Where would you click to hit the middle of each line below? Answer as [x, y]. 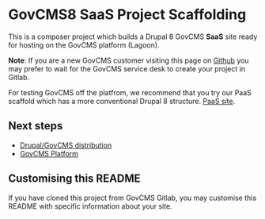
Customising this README [74, 179]
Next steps [36, 126]
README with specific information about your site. [90, 206]
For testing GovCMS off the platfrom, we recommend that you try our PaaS [130, 92]
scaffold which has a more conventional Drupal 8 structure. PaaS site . [122, 101]
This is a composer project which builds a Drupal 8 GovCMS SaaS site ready [133, 36]
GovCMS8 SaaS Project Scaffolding [127, 15]
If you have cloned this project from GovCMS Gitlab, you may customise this [132, 198]
